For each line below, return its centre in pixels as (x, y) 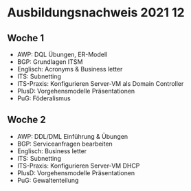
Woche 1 (26, 38)
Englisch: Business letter (52, 151)
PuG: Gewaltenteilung (48, 180)
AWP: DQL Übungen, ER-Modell (62, 54)
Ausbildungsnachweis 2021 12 (96, 13)
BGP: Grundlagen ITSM (50, 62)
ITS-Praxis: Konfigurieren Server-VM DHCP (78, 166)
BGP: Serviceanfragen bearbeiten (65, 144)
